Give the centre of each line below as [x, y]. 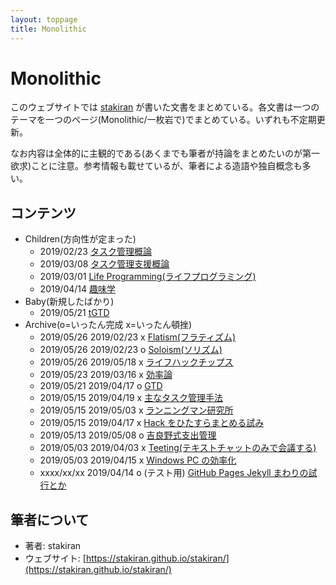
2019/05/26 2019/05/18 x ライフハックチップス [136, 362]
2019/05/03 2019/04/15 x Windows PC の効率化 [138, 460]
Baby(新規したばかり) [69, 302]
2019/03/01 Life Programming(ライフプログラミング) [148, 277]
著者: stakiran [53, 546]
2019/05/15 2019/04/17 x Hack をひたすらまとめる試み [152, 423]
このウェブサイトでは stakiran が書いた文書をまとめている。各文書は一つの [165, 107]
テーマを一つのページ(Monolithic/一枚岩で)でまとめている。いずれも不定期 [163, 120]
